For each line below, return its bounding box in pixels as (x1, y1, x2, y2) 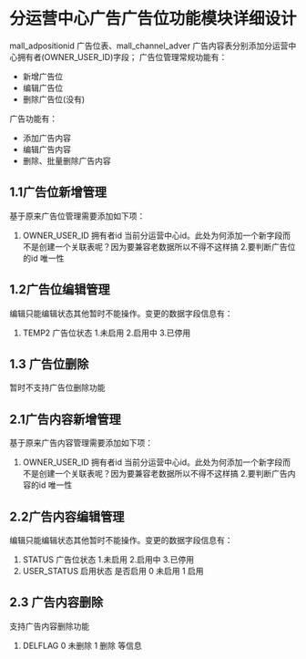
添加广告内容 (22, 132, 71, 143)
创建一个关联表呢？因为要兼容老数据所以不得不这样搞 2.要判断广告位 (38, 241, 296, 252)
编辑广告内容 (22, 143, 71, 155)
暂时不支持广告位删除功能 (9, 382, 106, 393)
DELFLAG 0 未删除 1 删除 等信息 (22, 640, 143, 651)
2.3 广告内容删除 (9, 594, 104, 611)
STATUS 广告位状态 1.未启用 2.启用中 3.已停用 (22, 554, 194, 565)
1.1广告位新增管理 (9, 184, 107, 201)
